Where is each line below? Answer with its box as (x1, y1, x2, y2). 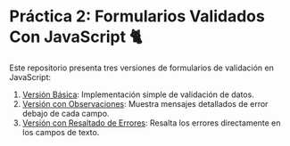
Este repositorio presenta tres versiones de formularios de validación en (9, 62, 274, 73)
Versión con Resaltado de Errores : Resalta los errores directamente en (21, 118, 281, 128)
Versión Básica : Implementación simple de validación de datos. (21, 89, 254, 100)
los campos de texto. (21, 126, 100, 137)
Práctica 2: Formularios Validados (9, 6, 265, 27)
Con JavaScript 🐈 (9, 27, 143, 47)
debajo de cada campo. (21, 108, 110, 118)
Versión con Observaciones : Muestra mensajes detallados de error (21, 98, 269, 109)
